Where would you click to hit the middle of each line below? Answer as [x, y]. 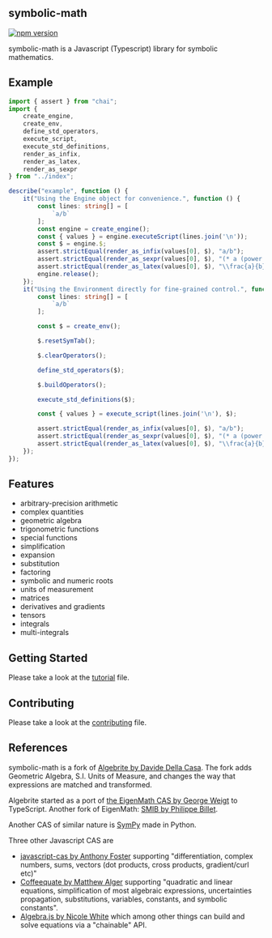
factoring [35, 572]
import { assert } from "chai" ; [63, 101]
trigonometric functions [59, 529]
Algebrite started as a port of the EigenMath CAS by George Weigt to [123, 800]
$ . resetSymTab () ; [66, 341]
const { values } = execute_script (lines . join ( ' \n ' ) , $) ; [137, 414]
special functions [49, 538]
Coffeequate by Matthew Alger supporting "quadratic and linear [126, 881]
